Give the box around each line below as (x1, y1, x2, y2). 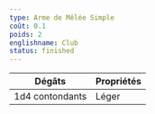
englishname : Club (9, 38, 78, 48)
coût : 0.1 (9, 22, 47, 31)
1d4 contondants (14, 91, 87, 103)
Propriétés (95, 75, 141, 88)
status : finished (9, 47, 75, 56)
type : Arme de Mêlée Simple (9, 13, 115, 22)
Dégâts (34, 75, 67, 88)
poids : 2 (9, 30, 42, 39)
